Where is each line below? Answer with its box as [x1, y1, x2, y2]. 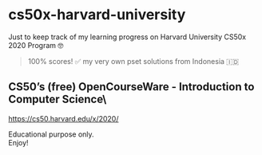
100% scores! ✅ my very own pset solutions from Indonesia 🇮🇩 [27, 56, 240, 66]
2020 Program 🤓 [8, 40, 64, 50]
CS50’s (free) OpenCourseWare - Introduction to [8, 80, 255, 93]
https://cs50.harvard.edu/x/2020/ [8, 113, 119, 123]
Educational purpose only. [8, 129, 94, 139]
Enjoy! [8, 137, 30, 147]
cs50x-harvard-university [8, 6, 186, 24]
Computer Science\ [8, 93, 107, 106]
